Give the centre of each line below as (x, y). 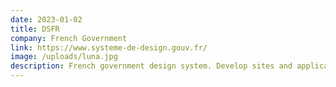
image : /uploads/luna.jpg (64, 57)
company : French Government (69, 38)
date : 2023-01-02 (46, 19)
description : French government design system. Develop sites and (151, 66)
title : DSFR (35, 29)
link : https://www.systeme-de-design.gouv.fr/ (109, 47)
